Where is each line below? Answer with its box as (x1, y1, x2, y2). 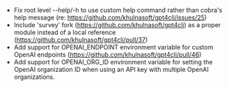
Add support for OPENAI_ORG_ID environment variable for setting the (13, 58, 213, 66)
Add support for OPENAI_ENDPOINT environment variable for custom (13, 43, 214, 51)
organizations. (13, 73, 55, 81)
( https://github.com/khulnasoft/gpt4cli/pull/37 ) (13, 36, 148, 44)
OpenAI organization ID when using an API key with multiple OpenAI (13, 66, 209, 73)
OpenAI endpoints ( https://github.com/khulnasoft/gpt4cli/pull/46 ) (13, 50, 202, 59)
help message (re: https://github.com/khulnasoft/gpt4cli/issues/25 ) (13, 13, 207, 22)
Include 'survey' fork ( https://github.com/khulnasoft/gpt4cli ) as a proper (13, 21, 221, 29)
